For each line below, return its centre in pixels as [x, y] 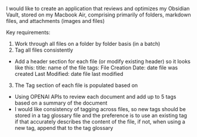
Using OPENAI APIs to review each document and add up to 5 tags [95, 97]
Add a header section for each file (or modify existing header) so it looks [103, 61]
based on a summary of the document [61, 103]
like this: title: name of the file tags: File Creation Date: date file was [96, 68]
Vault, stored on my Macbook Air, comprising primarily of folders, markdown [98, 15]
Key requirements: [28, 32]
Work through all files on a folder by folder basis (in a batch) [87, 44]
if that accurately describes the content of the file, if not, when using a [100, 122]
